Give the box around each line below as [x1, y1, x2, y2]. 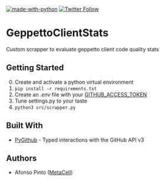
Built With [6, 121, 43, 131]
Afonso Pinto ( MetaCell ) [14, 169, 73, 176]
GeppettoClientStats [6, 27, 109, 40]
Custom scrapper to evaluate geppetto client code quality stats [6, 45, 159, 52]
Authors [6, 153, 37, 163]
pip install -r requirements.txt [14, 85, 97, 91]
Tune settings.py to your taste [14, 97, 87, 104]
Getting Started [6, 62, 64, 73]
